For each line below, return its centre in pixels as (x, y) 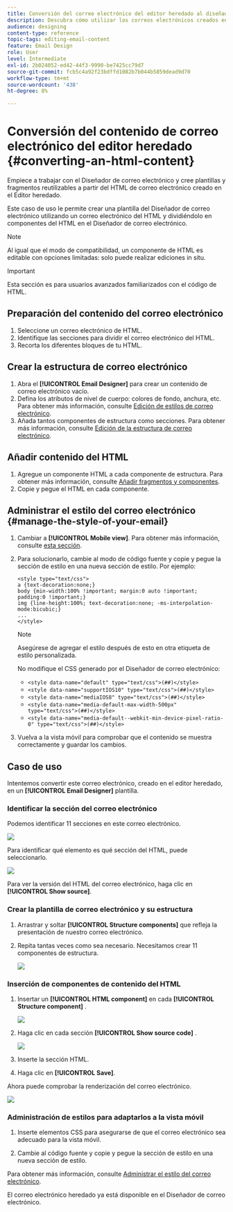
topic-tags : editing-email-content (59, 40)
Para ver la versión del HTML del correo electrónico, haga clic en (100, 884)
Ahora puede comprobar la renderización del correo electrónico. (100, 1086)
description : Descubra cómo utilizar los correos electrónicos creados (113, 20)
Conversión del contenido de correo (113, 132)
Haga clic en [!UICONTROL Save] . (66, 1073)
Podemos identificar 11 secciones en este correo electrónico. (94, 824)
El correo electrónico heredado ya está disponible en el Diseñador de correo (116, 1195)
